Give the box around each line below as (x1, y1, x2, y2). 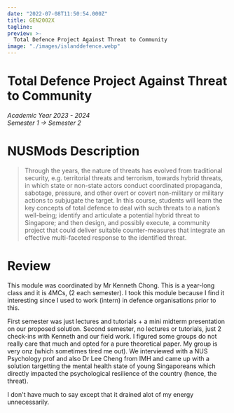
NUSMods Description (7, 143, 140, 159)
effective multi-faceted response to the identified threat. (24, 233, 187, 242)
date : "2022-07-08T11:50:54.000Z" (7, 10, 109, 18)
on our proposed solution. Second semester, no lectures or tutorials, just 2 (7, 324, 222, 333)
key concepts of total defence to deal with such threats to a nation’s (24, 203, 221, 212)
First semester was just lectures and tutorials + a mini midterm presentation (7, 317, 226, 325)
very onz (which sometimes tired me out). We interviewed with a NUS (7, 346, 208, 355)
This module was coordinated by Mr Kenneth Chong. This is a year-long (7, 281, 215, 290)
